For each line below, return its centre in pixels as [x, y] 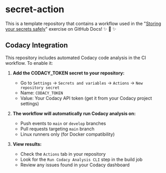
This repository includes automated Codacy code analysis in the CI [76, 58]
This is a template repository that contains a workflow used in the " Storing [83, 23]
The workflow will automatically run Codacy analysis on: [74, 113]
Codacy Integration [37, 45]
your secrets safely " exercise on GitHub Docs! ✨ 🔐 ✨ [61, 29]
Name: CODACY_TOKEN [42, 92]
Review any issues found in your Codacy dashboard [75, 165]
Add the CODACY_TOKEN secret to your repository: [68, 73]
